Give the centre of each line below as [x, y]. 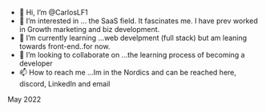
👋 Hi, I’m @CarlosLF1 [54, 12]
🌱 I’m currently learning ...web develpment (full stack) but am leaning [133, 38]
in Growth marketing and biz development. [89, 29]
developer [36, 63]
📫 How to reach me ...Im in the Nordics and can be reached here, [128, 72]
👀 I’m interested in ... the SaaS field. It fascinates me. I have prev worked [138, 21]
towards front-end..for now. [64, 46]
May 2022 [24, 99]
